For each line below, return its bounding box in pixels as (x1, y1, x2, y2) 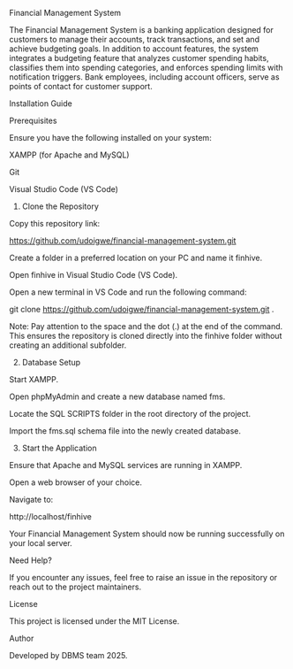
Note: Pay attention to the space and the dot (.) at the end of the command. (9, 321, 283, 331)
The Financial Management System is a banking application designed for (9, 25, 274, 35)
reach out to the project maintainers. (9, 581, 142, 592)
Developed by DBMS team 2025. (9, 650, 128, 660)
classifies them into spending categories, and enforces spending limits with (9, 62, 284, 73)
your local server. (9, 538, 72, 548)
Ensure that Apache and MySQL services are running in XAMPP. (9, 460, 243, 470)
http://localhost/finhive (9, 511, 93, 521)
